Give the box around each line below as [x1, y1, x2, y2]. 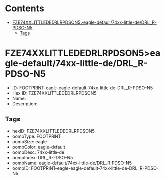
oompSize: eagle [12, 138, 47, 144]
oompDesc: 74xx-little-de [12, 149, 65, 155]
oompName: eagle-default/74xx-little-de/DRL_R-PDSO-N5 [12, 160, 132, 166]
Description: [12, 100, 38, 107]
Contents [5, 3, 45, 14]
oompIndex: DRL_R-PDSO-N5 [12, 154, 73, 160]
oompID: [12, 165, 30, 171]
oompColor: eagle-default [12, 144, 65, 150]
